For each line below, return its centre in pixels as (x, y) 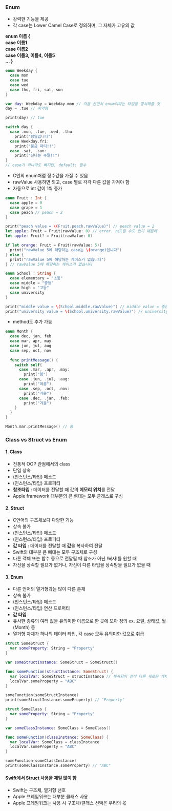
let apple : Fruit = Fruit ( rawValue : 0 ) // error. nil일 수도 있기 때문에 (81, 231)
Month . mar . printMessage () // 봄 (39, 427)
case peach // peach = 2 (36, 212)
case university (27, 292)
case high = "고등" (30, 288)
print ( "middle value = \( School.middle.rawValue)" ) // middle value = (82, 307)
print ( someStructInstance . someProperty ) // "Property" (65, 700)
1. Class (14, 452)
